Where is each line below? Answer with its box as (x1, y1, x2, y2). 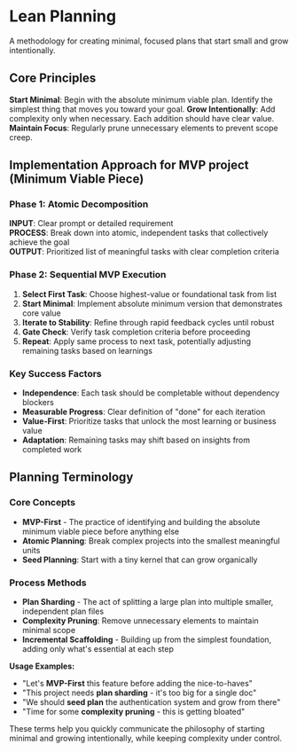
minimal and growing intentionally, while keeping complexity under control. (9, 733, 282, 744)
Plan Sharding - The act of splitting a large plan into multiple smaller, (21, 597, 274, 607)
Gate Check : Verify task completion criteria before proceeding (21, 326, 251, 337)
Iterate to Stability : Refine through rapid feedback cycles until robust (21, 317, 275, 327)
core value (21, 308, 61, 318)
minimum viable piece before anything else (21, 526, 180, 537)
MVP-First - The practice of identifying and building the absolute (21, 516, 261, 527)
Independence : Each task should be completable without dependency (21, 388, 280, 398)
